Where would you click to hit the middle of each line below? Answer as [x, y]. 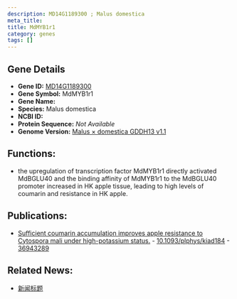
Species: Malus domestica [57, 109]
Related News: [40, 270]
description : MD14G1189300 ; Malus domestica [76, 14]
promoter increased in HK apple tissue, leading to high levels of [111, 186]
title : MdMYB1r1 [31, 27]
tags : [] [20, 40]
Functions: [32, 154]
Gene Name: [36, 101]
